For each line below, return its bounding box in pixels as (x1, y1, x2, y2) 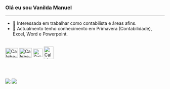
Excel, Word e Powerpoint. (12, 31, 68, 37)
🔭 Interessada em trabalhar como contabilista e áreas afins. (12, 20, 137, 26)
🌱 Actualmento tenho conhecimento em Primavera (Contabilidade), (12, 26, 152, 32)
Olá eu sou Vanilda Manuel (5, 4, 72, 11)
